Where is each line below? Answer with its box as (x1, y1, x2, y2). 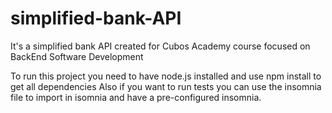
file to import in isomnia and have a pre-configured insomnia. (10, 91, 262, 103)
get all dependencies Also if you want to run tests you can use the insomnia (10, 80, 322, 92)
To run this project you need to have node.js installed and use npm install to (10, 70, 322, 82)
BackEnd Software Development (10, 50, 144, 62)
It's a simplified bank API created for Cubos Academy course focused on (10, 40, 311, 52)
